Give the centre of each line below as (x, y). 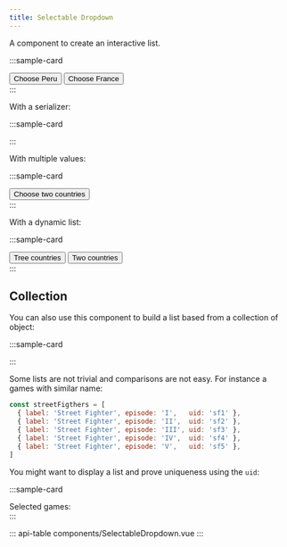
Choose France (94, 78)
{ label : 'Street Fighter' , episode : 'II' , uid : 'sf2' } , (129, 422)
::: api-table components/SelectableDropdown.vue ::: (107, 533)
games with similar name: (56, 388)
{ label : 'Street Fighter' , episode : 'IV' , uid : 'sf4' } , (129, 438)
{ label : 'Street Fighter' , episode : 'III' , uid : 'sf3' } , (129, 430)
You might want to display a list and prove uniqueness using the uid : (135, 472)
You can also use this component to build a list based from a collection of (144, 318)
